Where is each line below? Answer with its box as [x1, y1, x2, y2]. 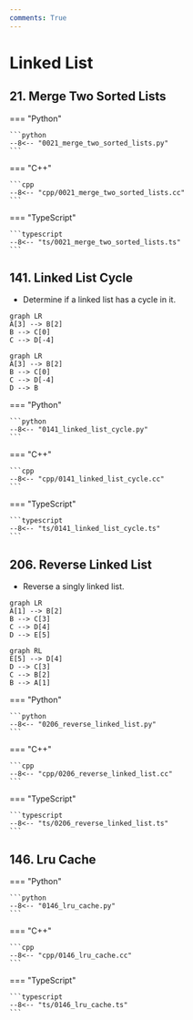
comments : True [9, 13, 67, 23]
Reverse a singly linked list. [22, 581, 125, 592]
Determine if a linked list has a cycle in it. [22, 294, 176, 305]
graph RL [9, 647, 43, 656]
